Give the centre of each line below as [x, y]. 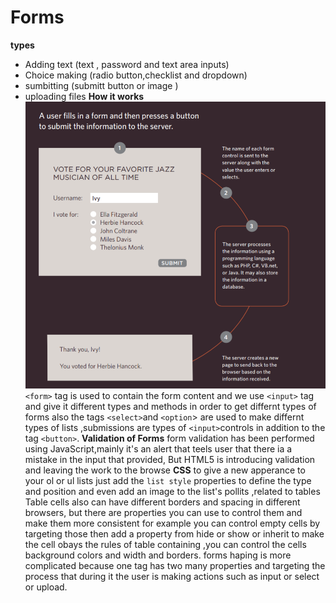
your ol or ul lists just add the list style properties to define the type [168, 480]
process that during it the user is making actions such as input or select [172, 576]
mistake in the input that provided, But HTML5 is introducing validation [170, 459]
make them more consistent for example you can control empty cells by [172, 523]
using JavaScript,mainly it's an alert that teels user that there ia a [158, 448]
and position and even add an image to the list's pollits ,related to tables [172, 491]
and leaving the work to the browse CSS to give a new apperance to [165, 470]
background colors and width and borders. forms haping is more [158, 555]
